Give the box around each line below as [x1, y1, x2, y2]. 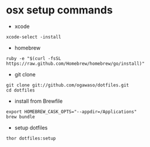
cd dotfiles [6, 87, 35, 93]
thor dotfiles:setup [6, 135, 57, 141]
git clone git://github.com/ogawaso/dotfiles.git [6, 82, 130, 88]
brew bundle [6, 114, 35, 120]
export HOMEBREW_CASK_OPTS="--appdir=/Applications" [6, 108, 137, 114]
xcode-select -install [6, 34, 61, 40]
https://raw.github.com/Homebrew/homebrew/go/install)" [6, 61, 145, 66]
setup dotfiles [14, 124, 48, 131]
